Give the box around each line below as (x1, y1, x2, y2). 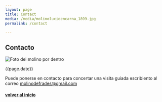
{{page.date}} (5, 66, 34, 72)
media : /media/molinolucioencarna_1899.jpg (5, 16, 96, 21)
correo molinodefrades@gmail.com (5, 80, 78, 86)
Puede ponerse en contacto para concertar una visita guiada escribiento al (5, 76, 158, 81)
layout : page (5, 7, 32, 12)
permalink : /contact (5, 21, 48, 26)
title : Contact (5, 12, 37, 17)
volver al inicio (5, 92, 36, 98)
